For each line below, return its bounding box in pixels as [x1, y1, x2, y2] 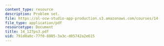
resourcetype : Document [5, 25, 54, 30]
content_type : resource [5, 7, 54, 12]
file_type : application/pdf [5, 20, 62, 25]
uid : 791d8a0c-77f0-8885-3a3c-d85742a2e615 [5, 34, 95, 39]
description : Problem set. [5, 11, 60, 16]
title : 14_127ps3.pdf [5, 29, 49, 34]
